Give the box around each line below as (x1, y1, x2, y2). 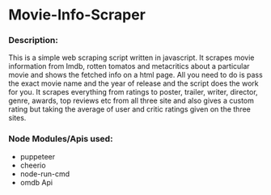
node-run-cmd (19, 168, 70, 179)
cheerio (19, 160, 46, 170)
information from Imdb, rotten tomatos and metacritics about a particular (8, 61, 250, 71)
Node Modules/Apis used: (8, 134, 113, 145)
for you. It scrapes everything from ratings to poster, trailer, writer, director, (8, 87, 258, 97)
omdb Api (19, 177, 53, 187)
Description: (8, 35, 58, 46)
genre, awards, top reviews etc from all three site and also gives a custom (8, 95, 255, 106)
